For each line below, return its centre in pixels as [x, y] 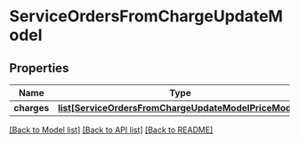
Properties [39, 68]
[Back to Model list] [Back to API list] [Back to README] [111, 130]
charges [32, 108]
